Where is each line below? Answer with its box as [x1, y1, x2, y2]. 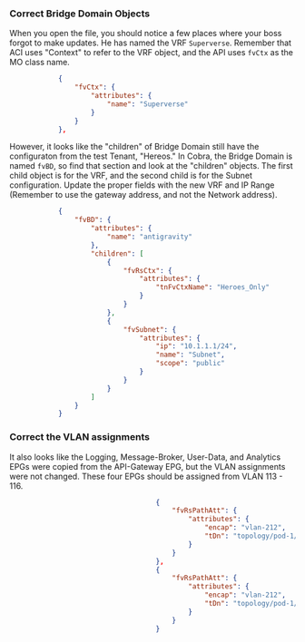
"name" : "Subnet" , [155, 350, 225, 360]
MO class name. [9, 57, 70, 68]
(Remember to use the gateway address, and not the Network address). [9, 190, 278, 200]
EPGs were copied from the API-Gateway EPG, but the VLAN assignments [9, 461, 286, 472]
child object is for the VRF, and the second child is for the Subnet [9, 170, 252, 181]
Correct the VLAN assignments [9, 431, 150, 443]
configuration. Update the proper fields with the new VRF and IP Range [9, 180, 275, 190]
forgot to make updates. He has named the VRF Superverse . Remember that [9, 37, 292, 48]
